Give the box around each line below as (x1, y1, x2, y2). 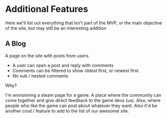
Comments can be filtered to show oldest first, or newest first (12, 67, 139, 73)
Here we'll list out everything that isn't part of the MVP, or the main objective (5, 20, 163, 26)
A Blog (5, 40, 26, 48)
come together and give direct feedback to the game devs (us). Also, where (5, 97, 161, 103)
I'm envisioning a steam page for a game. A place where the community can (5, 92, 162, 98)
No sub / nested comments (12, 73, 68, 79)
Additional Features (5, 3, 88, 15)
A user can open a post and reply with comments (12, 62, 114, 68)
